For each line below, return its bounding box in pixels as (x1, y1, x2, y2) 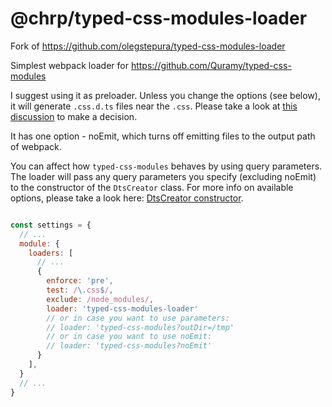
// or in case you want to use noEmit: (46, 332, 213, 342)
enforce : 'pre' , (46, 276, 114, 286)
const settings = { (10, 220, 92, 230)
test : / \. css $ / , (46, 285, 114, 296)
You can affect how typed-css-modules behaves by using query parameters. (10, 160, 323, 172)
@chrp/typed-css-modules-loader (10, 7, 308, 30)
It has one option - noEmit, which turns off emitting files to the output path (10, 130, 316, 142)
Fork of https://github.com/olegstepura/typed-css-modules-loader (10, 40, 286, 52)
